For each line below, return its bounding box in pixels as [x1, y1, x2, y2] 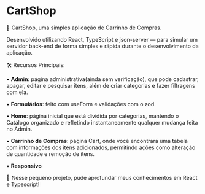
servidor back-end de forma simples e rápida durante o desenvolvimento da [6, 42, 199, 50]
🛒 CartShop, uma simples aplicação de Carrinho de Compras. [6, 24, 162, 31]
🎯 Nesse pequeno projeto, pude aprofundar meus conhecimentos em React [6, 174, 198, 181]
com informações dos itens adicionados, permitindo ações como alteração [6, 144, 196, 151]
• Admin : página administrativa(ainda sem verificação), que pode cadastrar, [6, 75, 199, 83]
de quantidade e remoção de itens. [6, 150, 95, 157]
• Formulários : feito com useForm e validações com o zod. [6, 100, 157, 107]
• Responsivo [6, 162, 42, 169]
